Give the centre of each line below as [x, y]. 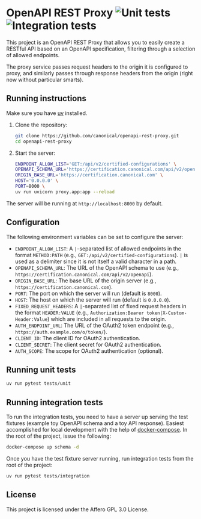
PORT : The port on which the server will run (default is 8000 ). [88, 293]
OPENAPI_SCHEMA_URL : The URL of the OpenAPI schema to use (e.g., [97, 267]
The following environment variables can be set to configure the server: [95, 237]
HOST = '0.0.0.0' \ [37, 181]
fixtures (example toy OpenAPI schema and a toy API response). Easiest [95, 423]
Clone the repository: [41, 125]
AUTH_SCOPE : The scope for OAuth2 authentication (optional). [89, 351]
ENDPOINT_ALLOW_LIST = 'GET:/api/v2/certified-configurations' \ [96, 164]
